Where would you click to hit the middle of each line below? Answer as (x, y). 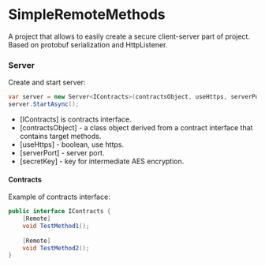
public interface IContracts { (60, 212)
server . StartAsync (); (44, 104)
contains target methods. (60, 136)
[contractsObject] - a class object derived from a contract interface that (136, 127)
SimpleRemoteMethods (87, 15)
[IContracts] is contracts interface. (75, 119)
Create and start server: (47, 82)
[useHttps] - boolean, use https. (72, 144)
